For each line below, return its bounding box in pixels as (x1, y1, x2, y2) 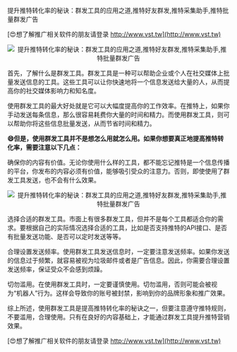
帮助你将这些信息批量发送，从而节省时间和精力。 (13, 119, 156, 127)
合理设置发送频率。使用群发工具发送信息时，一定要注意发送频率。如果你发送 (7, 247, 230, 256)
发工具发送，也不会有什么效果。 (7, 176, 100, 184)
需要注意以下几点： (25, 143, 82, 151)
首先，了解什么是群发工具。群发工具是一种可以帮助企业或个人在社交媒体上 (7, 69, 224, 77)
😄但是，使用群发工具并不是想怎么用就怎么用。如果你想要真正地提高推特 (7, 134, 218, 143)
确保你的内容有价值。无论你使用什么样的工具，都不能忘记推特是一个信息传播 (7, 158, 230, 166)
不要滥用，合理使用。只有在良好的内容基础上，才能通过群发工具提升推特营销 (7, 313, 230, 321)
